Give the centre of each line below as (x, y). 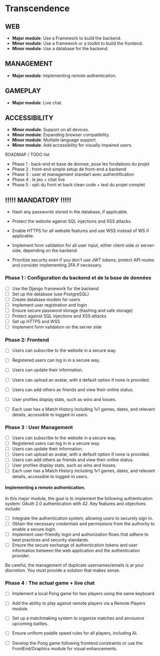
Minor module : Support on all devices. (51, 130)
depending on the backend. (51, 251)
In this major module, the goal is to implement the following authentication (79, 498)
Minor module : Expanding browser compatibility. (61, 135)
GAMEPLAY (23, 91)
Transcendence (37, 9)
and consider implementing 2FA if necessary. (57, 265)
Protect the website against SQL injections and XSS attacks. (72, 221)
